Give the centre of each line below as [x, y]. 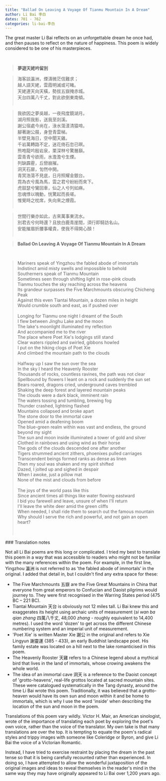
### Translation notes [28, 542]
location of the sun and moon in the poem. [56, 706]
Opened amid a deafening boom [50, 422]
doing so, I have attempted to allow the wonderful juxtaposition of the [76, 763]
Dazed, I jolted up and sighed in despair [58, 469]
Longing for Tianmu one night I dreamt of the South [70, 316]
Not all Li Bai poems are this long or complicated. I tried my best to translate [83, 552]
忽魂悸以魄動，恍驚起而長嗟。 [48, 194]
